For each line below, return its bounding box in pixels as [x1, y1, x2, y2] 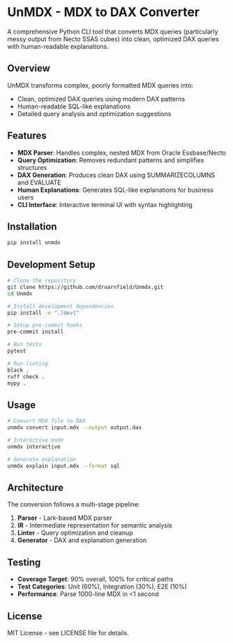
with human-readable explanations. [7, 42, 110, 50]
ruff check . [7, 373, 45, 380]
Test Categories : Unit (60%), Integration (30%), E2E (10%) [17, 582, 187, 591]
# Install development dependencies [7, 302, 114, 310]
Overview [7, 62, 51, 74]
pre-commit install [7, 328, 64, 336]
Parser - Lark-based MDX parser [17, 514, 113, 522]
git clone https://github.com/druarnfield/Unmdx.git [7, 283, 164, 290]
